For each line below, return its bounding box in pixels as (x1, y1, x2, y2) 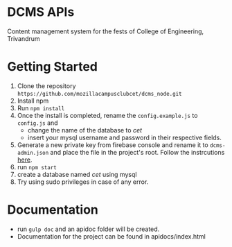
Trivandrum (7, 34, 40, 42)
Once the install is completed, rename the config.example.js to (17, 111, 198, 119)
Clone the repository (17, 81, 76, 90)
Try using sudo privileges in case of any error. (17, 178, 149, 186)
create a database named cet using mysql (17, 170, 137, 178)
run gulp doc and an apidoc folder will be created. (17, 225, 160, 233)
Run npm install (17, 103, 65, 112)
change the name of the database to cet (27, 126, 143, 134)
